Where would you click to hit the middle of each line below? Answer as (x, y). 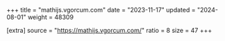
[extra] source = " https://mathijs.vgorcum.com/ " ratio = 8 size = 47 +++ (109, 30)
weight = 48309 (51, 17)
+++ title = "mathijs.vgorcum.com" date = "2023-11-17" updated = (101, 10)
